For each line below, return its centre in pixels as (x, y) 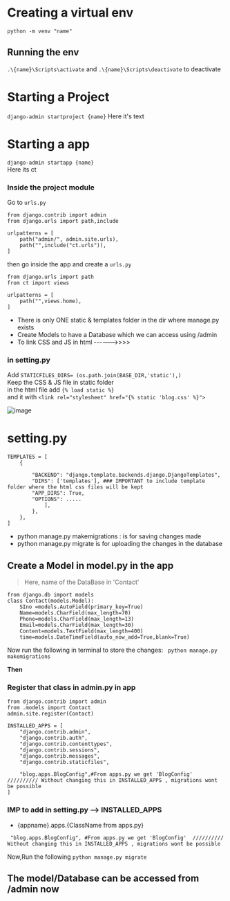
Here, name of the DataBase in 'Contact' (82, 582)
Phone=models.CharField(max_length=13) (77, 619)
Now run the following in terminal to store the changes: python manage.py (112, 650)
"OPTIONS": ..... (57, 500)
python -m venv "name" (40, 31)
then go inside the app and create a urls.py (69, 264)
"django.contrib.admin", (55, 732)
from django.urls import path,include (63, 221)
